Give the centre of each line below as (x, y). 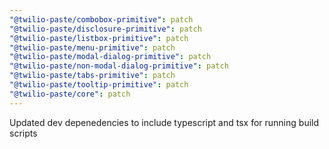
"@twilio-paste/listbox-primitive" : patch (99, 38)
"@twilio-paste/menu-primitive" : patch (92, 47)
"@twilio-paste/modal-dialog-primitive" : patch (110, 57)
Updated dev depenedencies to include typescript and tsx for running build (164, 122)
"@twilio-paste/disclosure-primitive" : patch (105, 29)
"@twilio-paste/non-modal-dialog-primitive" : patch (119, 66)
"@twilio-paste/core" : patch (70, 94)
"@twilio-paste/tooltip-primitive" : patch (99, 85)
